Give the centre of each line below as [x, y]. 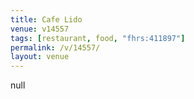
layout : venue [40, 57]
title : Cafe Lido [46, 19]
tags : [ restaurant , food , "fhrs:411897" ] [98, 38]
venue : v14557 [40, 29]
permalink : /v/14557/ [55, 47]
